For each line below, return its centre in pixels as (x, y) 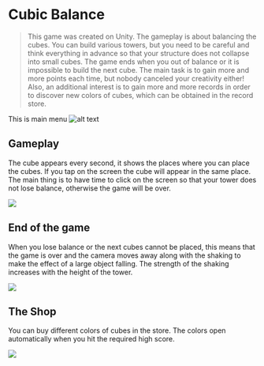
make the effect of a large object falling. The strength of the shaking (119, 263)
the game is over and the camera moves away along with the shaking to (125, 255)
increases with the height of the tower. (71, 272)
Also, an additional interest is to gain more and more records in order (139, 87)
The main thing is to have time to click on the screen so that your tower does (132, 179)
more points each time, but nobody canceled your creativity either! (136, 78)
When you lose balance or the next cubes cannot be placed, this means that (132, 247)
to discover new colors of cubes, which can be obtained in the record (140, 95)
